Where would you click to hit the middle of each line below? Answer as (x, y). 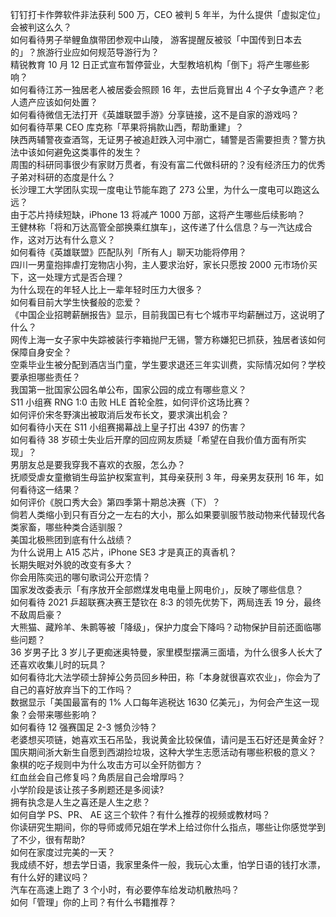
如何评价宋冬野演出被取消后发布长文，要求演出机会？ (120, 414)
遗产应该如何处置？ (58, 102)
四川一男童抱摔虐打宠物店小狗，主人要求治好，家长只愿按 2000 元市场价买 (164, 264)
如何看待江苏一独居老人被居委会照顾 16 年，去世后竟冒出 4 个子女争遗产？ (163, 89)
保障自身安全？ (41, 352)
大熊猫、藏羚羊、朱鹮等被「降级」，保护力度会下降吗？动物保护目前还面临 (161, 627)
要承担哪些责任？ (45, 377)
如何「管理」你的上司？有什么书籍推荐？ (93, 902)
